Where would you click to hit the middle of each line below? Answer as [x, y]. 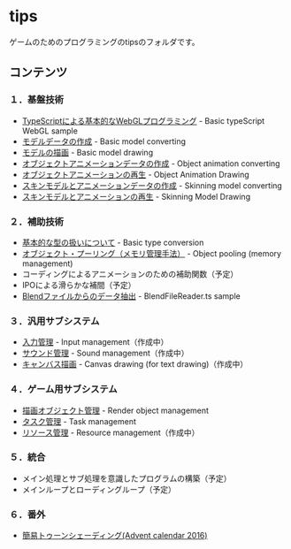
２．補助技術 [37, 221]
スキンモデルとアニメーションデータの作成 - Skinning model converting [152, 185]
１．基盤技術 [37, 100]
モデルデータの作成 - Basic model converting [104, 141]
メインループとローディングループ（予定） [99, 489]
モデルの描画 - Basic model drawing [87, 152]
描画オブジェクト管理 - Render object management [115, 410]
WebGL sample [50, 131]
